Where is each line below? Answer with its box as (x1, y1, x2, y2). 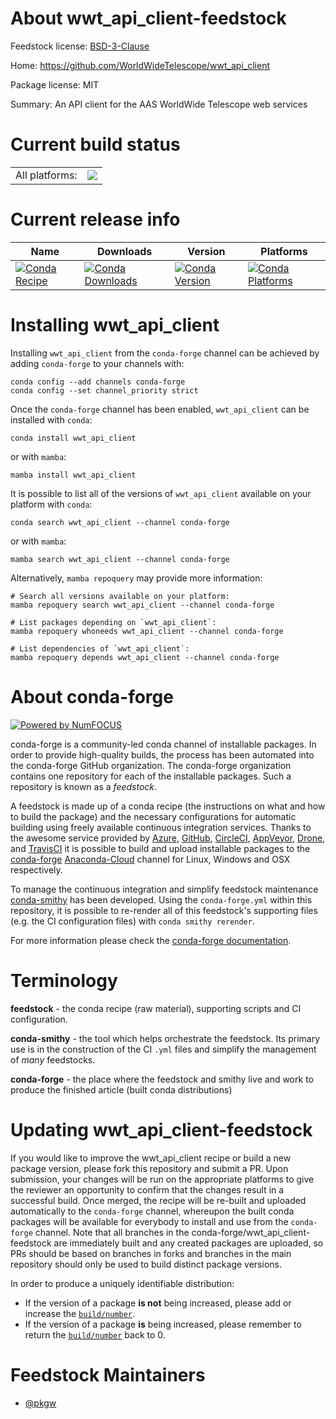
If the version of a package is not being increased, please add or (24, 1297, 292, 1309)
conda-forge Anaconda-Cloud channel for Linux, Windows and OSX (10, 853, 291, 865)
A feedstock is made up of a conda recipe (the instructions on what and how (10, 800, 326, 812)
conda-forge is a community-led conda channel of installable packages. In (10, 738, 317, 750)
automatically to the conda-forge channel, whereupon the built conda (10, 1205, 295, 1217)
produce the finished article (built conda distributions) (10, 1083, 233, 1096)
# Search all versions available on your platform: (10, 591, 230, 601)
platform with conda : (10, 498, 93, 510)
